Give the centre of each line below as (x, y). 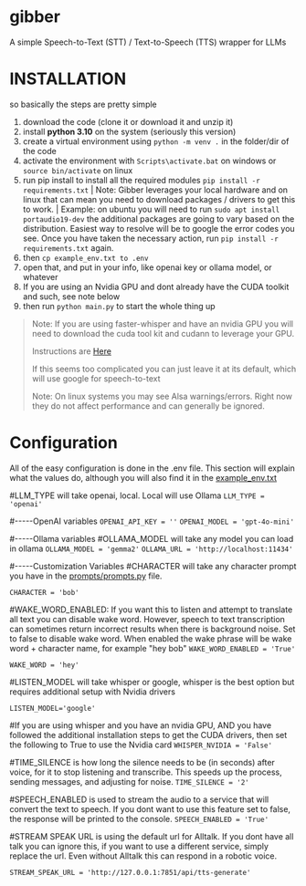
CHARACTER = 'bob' (44, 592)
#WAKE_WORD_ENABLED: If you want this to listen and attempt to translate (151, 610)
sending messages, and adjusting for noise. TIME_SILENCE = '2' (129, 781)
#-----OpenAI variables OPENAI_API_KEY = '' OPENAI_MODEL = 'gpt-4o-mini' (152, 521)
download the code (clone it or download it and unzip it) (128, 121)
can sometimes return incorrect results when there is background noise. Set (153, 629)
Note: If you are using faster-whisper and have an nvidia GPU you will (163, 323)
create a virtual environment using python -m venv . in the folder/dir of (156, 141)
